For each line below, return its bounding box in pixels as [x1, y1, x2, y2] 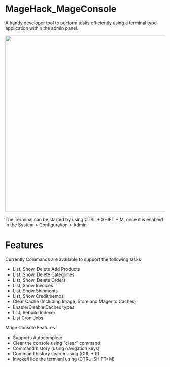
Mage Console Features [5, 324, 55, 330]
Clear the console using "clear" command [12, 340, 100, 346]
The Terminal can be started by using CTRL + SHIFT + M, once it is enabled [5, 216, 163, 222]
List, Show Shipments [12, 288, 58, 294]
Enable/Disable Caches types [12, 303, 75, 310]
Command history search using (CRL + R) [12, 350, 100, 356]
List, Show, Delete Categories [12, 271, 75, 278]
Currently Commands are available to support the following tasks [5, 256, 141, 262]
